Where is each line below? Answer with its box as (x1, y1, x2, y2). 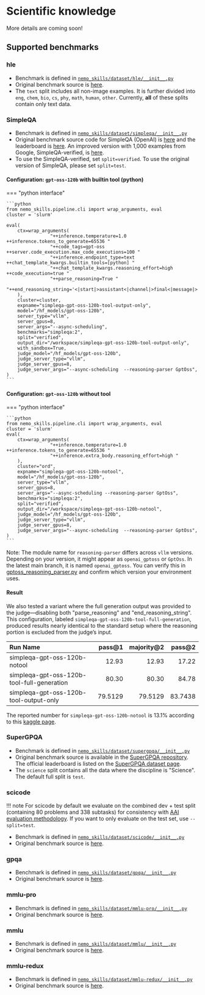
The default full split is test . (15, 773, 85, 780)
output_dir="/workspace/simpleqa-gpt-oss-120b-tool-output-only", (17, 340, 190, 346)
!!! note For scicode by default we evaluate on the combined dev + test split (6, 802, 196, 810)
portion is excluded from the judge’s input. (6, 628, 113, 636)
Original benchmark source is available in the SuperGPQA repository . (15, 753, 189, 761)
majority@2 (129, 642, 165, 651)
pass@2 (170, 642, 196, 651)
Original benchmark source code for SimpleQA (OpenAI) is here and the (15, 135, 196, 143)
